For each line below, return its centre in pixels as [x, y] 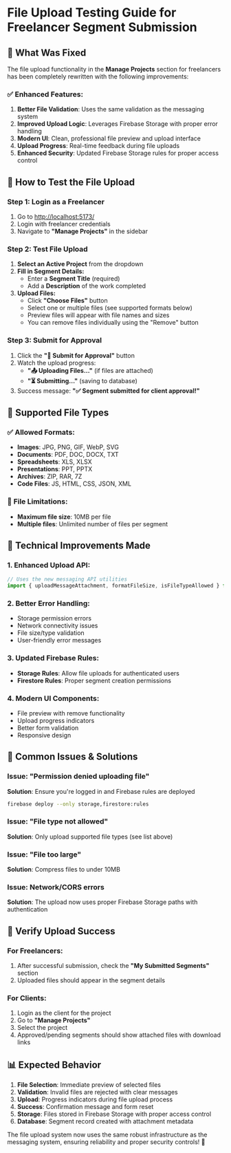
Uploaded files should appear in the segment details [91, 980]
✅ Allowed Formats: [41, 432]
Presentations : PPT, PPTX [55, 469]
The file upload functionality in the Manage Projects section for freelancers [114, 69]
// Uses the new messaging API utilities [67, 579]
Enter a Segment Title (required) [74, 279]
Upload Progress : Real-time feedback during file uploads [98, 146]
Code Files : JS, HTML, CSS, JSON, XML [74, 484]
